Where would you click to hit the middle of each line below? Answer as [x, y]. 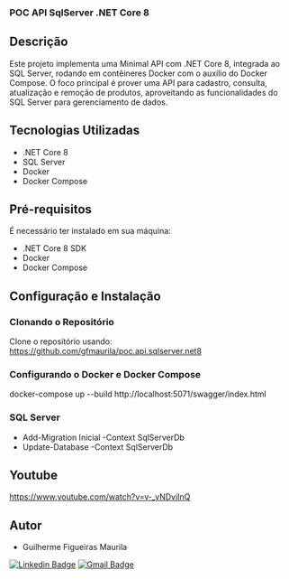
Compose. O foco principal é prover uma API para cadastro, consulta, [138, 82]
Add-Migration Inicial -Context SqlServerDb [103, 437]
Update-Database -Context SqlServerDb [98, 447]
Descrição [39, 42]
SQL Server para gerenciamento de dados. [89, 102]
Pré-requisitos [51, 209]
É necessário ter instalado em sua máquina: [90, 231]
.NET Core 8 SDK [54, 248]
